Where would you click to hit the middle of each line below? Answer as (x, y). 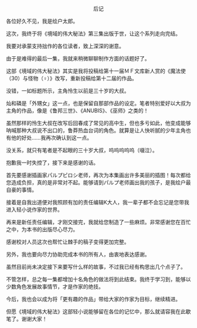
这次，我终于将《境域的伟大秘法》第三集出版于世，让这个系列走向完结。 (93, 33)
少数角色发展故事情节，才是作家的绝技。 (55, 287)
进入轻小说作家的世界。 (34, 209)
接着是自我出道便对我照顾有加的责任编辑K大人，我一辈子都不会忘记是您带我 (98, 202)
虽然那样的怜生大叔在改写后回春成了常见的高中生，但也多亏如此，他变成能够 (98, 123)
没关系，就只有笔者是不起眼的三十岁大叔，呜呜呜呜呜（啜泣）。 (82, 150)
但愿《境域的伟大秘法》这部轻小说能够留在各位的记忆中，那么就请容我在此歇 (98, 312)
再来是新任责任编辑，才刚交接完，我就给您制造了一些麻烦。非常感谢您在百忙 (98, 222)
